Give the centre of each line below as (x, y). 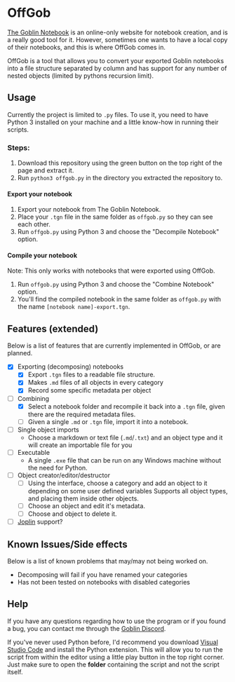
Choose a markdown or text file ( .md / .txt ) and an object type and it (125, 437)
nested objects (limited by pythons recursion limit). (81, 76)
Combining (33, 398)
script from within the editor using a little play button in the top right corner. (116, 657)
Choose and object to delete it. (72, 514)
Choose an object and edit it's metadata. (87, 505)
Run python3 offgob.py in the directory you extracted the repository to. (120, 178)
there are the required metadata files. (82, 414)
